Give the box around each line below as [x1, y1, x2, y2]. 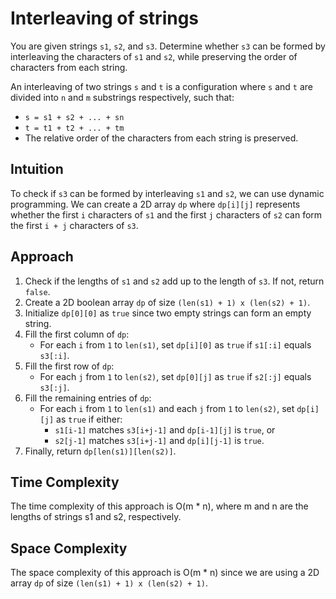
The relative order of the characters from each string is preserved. [24, 132, 299, 144]
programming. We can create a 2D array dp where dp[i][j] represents [10, 198, 301, 210]
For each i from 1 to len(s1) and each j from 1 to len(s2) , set [39, 402, 295, 414]
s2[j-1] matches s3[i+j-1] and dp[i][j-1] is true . [54, 434, 265, 446]
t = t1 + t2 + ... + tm [24, 123, 125, 133]
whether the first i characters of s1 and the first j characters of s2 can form [10, 208, 323, 221]
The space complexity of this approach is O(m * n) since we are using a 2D [10, 567, 320, 579]
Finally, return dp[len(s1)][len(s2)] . [24, 445, 177, 457]
